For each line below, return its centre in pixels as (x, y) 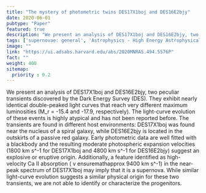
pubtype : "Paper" (29, 23)
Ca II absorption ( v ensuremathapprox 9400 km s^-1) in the (103, 164)
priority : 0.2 (31, 75)
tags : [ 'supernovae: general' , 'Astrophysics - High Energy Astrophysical (104, 40)
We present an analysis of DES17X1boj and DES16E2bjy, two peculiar (93, 92)
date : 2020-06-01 (29, 18)
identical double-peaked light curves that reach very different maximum (97, 105)
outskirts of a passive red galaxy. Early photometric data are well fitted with (101, 138)
